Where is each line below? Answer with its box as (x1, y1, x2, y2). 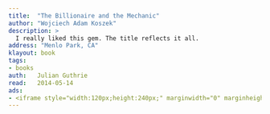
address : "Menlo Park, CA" (8, 42, 99, 50)
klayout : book (8, 49, 56, 57)
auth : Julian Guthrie (8, 71, 88, 79)
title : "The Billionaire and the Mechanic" (8, 11, 160, 20)
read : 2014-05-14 (8, 79, 74, 87)
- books (8, 64, 35, 72)
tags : (8, 57, 27, 65)
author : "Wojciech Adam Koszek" (8, 19, 117, 27)
